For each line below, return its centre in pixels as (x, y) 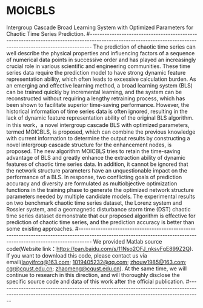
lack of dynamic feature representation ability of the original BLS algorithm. (100, 118)
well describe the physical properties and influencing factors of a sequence (101, 53)
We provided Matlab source (128, 241)
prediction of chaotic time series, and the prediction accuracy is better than (101, 222)
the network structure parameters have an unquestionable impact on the (97, 170)
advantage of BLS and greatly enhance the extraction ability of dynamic (96, 157)
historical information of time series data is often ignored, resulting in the (97, 111)
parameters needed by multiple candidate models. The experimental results (101, 196)
